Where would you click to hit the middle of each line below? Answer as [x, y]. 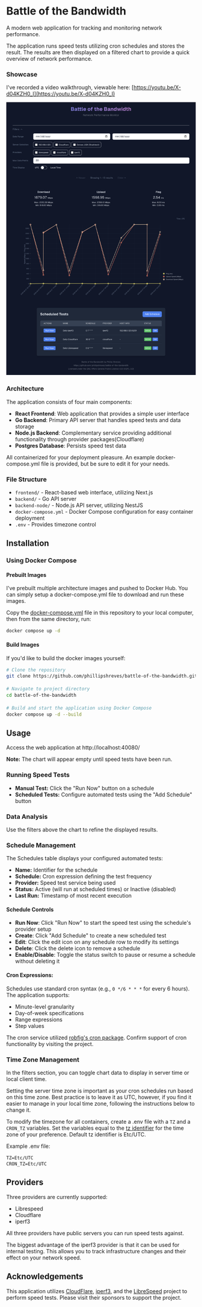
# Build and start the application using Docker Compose [79, 708]
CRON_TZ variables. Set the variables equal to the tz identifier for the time [95, 1128]
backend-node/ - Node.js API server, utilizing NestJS [79, 505]
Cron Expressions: [30, 975]
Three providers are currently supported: [57, 1197]
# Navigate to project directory [48, 689]
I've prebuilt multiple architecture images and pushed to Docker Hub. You [97, 588]
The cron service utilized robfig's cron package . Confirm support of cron [96, 1038]
